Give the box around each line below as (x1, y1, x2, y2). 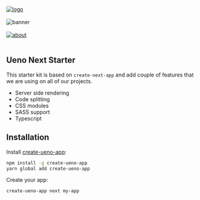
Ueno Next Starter (6, 55, 76, 66)
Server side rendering (14, 89, 69, 96)
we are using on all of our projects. (6, 77, 93, 84)
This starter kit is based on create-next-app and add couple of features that (6, 71, 194, 78)
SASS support (14, 108, 50, 116)
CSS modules (14, 102, 49, 109)
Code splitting (14, 95, 50, 102)
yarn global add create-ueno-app (6, 166, 90, 172)
